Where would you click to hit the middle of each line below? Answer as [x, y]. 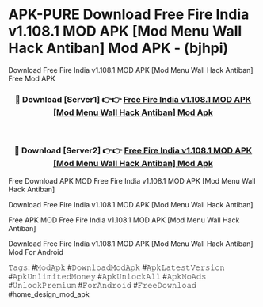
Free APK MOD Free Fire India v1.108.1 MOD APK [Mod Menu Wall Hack [124, 220]
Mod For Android [36, 252]
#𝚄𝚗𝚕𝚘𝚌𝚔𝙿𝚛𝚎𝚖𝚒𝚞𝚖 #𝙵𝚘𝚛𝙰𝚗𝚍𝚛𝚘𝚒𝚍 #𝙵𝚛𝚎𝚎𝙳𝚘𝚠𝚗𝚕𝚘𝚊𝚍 [102, 285]
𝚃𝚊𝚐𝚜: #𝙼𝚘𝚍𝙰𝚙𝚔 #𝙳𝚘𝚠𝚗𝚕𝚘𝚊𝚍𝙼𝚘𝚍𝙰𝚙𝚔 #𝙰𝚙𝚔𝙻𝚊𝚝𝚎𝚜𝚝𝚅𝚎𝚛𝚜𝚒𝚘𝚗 [117, 267]
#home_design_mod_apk [49, 294]
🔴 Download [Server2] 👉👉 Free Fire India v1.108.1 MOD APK [133, 150]
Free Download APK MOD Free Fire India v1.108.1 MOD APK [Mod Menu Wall [132, 180]
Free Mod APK [32, 78]
